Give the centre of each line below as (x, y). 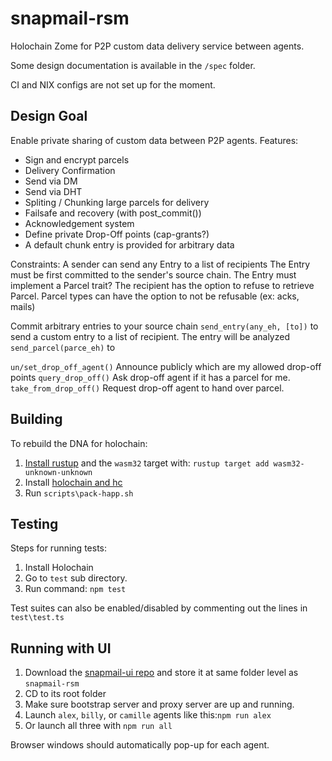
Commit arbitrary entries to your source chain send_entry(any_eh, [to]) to (164, 326)
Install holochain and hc (73, 482)
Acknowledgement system (79, 223)
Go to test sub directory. (76, 578)
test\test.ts (37, 618)
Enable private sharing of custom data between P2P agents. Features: (154, 140)
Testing (34, 523)
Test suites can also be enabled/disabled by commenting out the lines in (159, 608)
